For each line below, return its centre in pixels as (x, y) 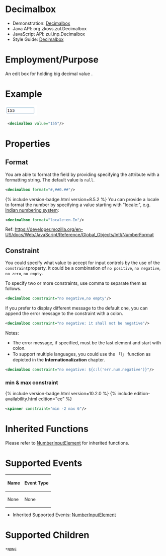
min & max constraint (32, 383)
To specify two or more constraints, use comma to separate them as (76, 283)
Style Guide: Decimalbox (38, 39)
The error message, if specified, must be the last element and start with (87, 343)
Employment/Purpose (52, 60)
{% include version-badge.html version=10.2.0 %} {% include (69, 394)
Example (24, 94)
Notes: (12, 333)
